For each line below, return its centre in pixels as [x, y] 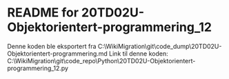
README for [43, 13]
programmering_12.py [38, 68]
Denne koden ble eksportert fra [52, 46]
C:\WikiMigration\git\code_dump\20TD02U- [160, 46]
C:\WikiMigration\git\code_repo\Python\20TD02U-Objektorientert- [101, 60]
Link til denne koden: [139, 54]
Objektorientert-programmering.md [58, 54]
